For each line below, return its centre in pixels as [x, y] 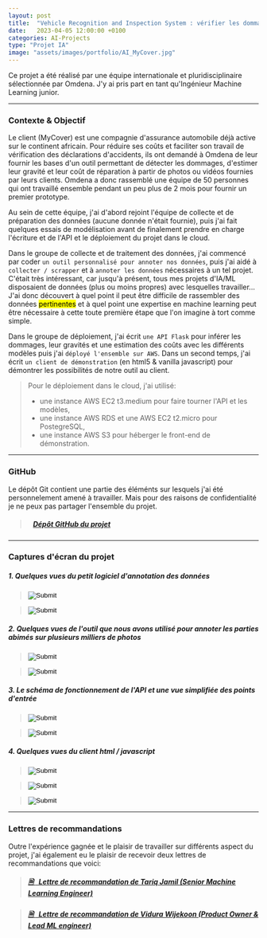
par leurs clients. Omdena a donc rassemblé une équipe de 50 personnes [128, 180]
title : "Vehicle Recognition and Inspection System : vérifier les [124, 23]
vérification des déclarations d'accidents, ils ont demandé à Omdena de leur [133, 155]
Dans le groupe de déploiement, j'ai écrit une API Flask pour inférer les [125, 336]
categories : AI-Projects [49, 38]
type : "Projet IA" [39, 45]
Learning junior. [34, 92]
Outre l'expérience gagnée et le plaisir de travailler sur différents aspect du [131, 846]
